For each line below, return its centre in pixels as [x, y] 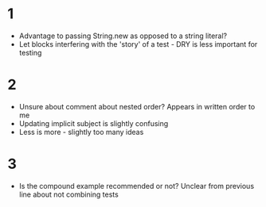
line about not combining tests [68, 194]
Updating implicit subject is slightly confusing [94, 123]
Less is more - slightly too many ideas [81, 132]
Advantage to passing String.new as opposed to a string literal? [123, 36]
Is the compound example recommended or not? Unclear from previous [137, 186]
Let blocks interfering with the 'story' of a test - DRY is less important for [138, 44]
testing [30, 52]
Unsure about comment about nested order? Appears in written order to [137, 106]
